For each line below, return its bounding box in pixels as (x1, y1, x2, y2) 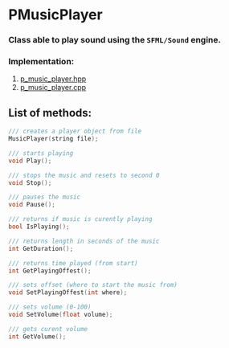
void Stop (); (8, 178, 52, 186)
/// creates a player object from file (8, 127, 142, 136)
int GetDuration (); (8, 244, 74, 252)
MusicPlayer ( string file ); (8, 135, 99, 143)
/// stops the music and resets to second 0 (8, 171, 160, 179)
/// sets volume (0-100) (8, 303, 92, 311)
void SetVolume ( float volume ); (8, 311, 113, 319)
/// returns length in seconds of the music (8, 237, 160, 245)
